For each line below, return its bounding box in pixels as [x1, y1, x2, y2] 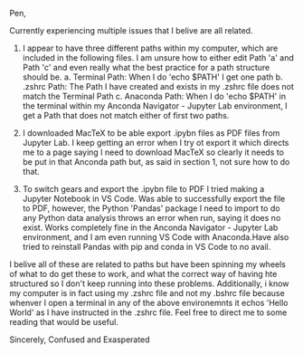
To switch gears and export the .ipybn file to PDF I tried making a [22, 184, 265, 194]
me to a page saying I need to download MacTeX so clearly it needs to [22, 147, 285, 158]
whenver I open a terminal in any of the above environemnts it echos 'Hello [9, 298, 289, 308]
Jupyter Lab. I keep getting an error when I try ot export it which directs [22, 138, 289, 148]
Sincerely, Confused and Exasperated [9, 334, 151, 345]
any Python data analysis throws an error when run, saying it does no [22, 213, 281, 223]
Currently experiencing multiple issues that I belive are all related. [9, 25, 253, 35]
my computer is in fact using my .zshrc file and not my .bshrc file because [9, 288, 285, 298]
